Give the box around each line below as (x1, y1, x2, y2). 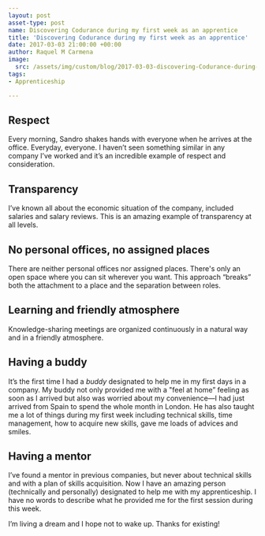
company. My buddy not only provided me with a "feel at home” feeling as (8, 385, 250, 394)
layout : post (8, 11, 51, 20)
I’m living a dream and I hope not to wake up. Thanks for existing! (8, 519, 221, 529)
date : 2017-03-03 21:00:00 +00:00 (8, 41, 122, 49)
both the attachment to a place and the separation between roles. (8, 281, 221, 290)
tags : (8, 70, 26, 78)
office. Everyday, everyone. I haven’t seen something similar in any (8, 143, 226, 152)
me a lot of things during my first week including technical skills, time (8, 410, 233, 419)
